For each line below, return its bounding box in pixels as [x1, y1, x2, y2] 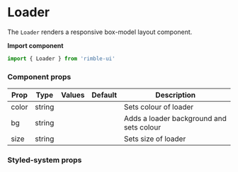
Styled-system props [7, 155, 82, 165]
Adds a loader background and [123, 114, 227, 124]
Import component [7, 41, 64, 50]
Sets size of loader [123, 134, 186, 144]
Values [61, 90, 85, 100]
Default [91, 90, 118, 100]
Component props [7, 71, 72, 81]
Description [155, 90, 196, 100]
